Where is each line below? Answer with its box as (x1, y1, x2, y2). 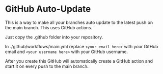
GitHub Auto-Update (5, 3, 91, 15)
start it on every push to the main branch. (5, 63, 89, 69)
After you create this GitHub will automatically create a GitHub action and (5, 58, 153, 64)
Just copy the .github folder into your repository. (5, 34, 103, 40)
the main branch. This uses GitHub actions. (5, 24, 92, 30)
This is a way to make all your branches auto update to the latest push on (5, 19, 153, 25)
